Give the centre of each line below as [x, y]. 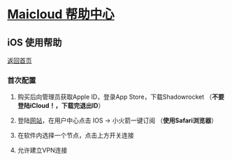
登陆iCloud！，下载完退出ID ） [61, 106]
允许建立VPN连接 [42, 150]
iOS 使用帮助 [35, 42]
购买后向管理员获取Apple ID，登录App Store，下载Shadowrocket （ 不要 [121, 97]
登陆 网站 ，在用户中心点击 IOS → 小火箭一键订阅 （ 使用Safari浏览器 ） [117, 120]
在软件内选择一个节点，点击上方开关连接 [75, 135]
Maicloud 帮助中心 [61, 14]
